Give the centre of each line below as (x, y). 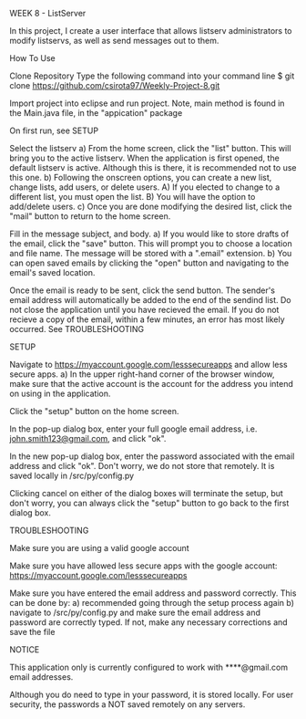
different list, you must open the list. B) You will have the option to (133, 197)
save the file (32, 632)
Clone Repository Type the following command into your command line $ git (152, 76)
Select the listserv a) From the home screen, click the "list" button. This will (150, 148)
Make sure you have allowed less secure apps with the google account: (143, 566)
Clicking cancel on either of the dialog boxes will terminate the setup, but (147, 493)
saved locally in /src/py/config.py (72, 475)
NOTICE (25, 650)
